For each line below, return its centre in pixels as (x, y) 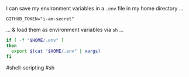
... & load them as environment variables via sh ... (65, 30)
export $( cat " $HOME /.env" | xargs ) (56, 51)
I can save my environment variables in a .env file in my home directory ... (95, 8)
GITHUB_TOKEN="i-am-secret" (40, 19)
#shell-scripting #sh (30, 67)
